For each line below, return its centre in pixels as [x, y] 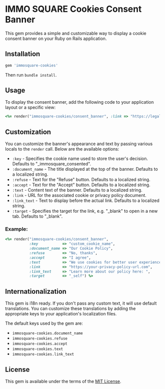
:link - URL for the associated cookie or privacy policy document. [79, 195]
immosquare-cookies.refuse [40, 339]
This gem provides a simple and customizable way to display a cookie [76, 33]
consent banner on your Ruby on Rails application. [56, 39]
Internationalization [36, 292]
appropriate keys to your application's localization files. [61, 314]
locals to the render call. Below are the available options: [62, 149]
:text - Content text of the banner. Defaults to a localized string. [77, 190]
